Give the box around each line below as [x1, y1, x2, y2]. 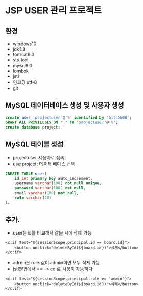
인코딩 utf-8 [12, 79, 37, 85]
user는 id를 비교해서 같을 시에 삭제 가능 [12, 230, 92, 236]
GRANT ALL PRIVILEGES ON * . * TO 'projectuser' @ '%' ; [5, 120, 118, 125]
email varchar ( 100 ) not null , [14, 190, 79, 195]
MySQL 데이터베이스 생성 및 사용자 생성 [5, 101, 124, 110]
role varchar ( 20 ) [14, 195, 52, 200]
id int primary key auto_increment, [14, 176, 93, 181]
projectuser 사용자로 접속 [12, 155, 65, 161]
